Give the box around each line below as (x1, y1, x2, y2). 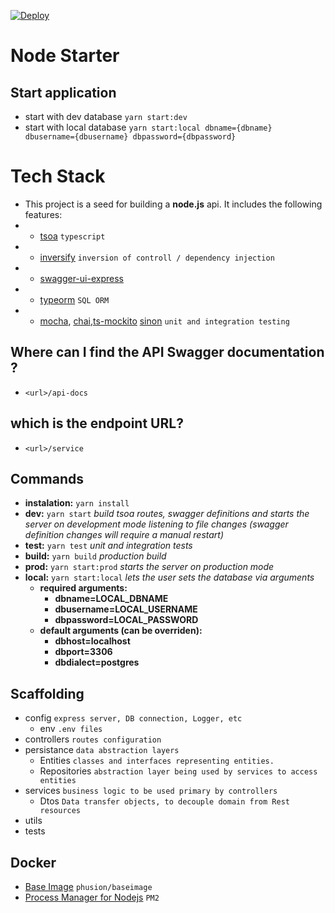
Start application (10, 84, 117, 101)
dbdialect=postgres (54, 656, 140, 669)
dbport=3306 (54, 646, 113, 658)
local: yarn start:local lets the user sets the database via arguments (24, 571, 315, 584)
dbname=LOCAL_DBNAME (54, 593, 169, 605)
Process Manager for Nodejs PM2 (24, 891, 160, 903)
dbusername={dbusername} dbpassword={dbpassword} (24, 132, 237, 142)
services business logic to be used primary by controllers (24, 785, 278, 797)
